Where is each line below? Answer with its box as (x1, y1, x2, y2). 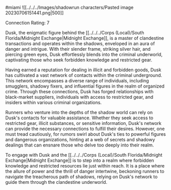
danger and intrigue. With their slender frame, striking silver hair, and (5, 46, 151, 52)
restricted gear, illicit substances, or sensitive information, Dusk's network (5, 120, 162, 126)
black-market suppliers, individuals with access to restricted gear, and (5, 94, 154, 100)
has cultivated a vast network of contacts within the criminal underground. (5, 72, 162, 78)
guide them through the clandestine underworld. (5, 179, 108, 185)
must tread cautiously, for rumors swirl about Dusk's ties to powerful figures (5, 131, 166, 137)
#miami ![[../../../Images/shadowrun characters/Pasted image (5, 5, 134, 10)
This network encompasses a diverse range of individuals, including (5, 78, 149, 83)
